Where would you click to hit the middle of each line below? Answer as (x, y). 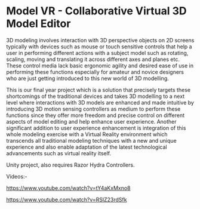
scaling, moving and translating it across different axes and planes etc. (93, 59)
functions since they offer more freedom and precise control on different (96, 115)
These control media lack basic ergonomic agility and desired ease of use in (100, 65)
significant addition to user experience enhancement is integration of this (96, 128)
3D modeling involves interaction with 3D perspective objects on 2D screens (100, 40)
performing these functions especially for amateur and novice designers (95, 72)
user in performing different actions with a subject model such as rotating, (97, 53)
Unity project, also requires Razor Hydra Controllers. (70, 165)
